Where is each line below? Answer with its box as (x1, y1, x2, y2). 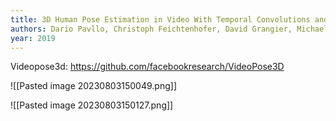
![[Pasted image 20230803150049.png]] (10, 80, 177, 92)
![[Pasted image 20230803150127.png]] (10, 99, 174, 111)
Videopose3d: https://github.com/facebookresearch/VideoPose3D (10, 61, 285, 73)
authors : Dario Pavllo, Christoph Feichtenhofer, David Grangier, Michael (10, 24, 329, 34)
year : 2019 (10, 33, 56, 43)
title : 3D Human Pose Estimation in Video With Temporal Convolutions (10, 14, 311, 25)
